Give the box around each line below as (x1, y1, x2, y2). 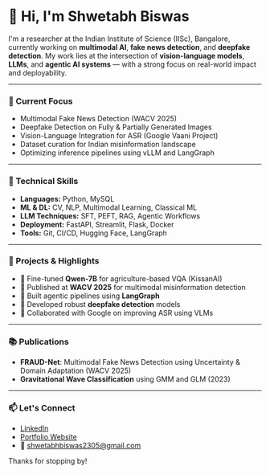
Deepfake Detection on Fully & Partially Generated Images (19, 122, 212, 132)
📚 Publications (8, 336, 70, 347)
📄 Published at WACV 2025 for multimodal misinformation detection (19, 282, 247, 292)
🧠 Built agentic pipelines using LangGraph (19, 291, 161, 300)
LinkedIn (19, 423, 49, 433)
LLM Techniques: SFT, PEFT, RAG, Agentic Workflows (19, 210, 201, 220)
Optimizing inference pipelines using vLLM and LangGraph (19, 148, 215, 157)
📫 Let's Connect (8, 402, 76, 414)
